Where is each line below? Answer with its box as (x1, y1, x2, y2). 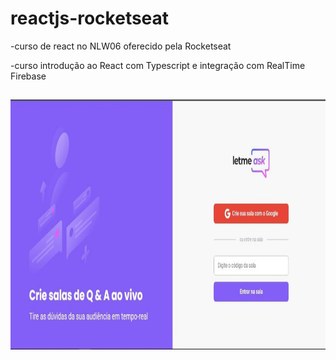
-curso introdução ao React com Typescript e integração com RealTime (10, 59, 306, 71)
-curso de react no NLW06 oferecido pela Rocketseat (10, 40, 232, 52)
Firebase (10, 70, 47, 82)
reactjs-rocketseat (10, 7, 170, 30)
